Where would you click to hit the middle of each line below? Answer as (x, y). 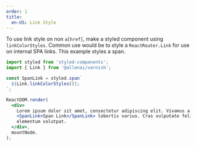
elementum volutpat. (42, 122)
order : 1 (17, 11)
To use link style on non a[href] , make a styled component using (85, 39)
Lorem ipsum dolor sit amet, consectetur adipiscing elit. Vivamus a (103, 111)
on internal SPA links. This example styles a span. (66, 52)
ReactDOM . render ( (27, 100)
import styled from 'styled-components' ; (57, 62)
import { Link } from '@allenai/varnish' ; (59, 68)
